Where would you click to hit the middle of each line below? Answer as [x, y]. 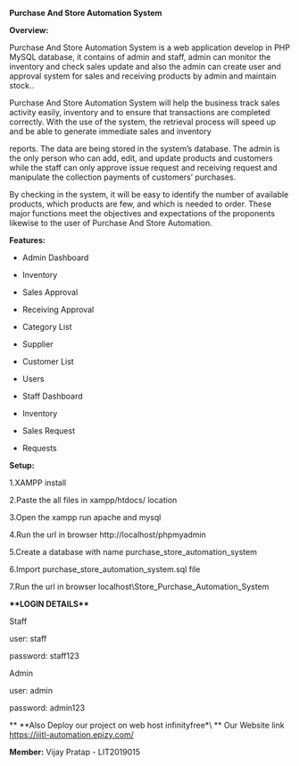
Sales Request [49, 431]
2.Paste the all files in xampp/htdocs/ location [93, 500]
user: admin [31, 690]
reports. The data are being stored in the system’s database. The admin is [145, 148]
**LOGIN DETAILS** [49, 604]
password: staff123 [45, 656]
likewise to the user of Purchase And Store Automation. [111, 223]
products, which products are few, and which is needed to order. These [141, 204]
